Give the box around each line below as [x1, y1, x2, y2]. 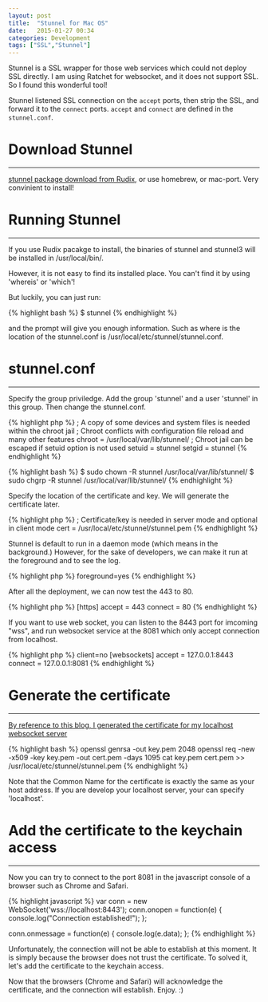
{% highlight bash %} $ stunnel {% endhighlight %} [8, 308, 178, 318]
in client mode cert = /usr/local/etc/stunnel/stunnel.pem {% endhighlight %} [8, 523, 258, 533]
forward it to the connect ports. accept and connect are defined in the [8, 105, 234, 114]
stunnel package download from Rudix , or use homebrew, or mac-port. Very [8, 175, 259, 184]
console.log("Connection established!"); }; [8, 913, 148, 922]
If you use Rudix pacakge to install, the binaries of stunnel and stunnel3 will [8, 245, 256, 254]
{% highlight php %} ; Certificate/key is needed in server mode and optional [8, 515, 258, 524]
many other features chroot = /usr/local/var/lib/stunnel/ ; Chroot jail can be [8, 434, 254, 444]
